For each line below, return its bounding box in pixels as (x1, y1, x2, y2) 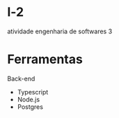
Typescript (17, 87, 49, 96)
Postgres (17, 102, 44, 111)
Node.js (17, 95, 40, 103)
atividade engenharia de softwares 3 (7, 27, 113, 35)
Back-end (7, 74, 35, 83)
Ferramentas (7, 51, 84, 67)
